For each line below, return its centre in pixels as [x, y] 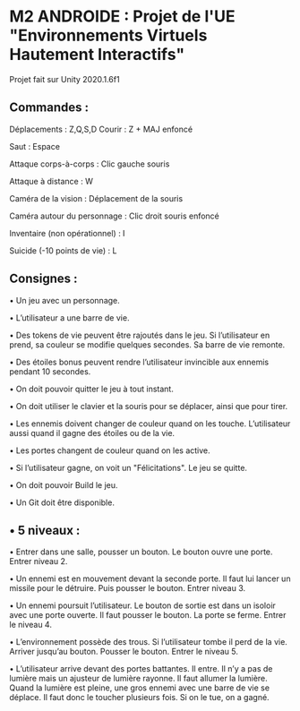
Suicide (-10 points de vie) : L [63, 250]
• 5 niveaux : [45, 530]
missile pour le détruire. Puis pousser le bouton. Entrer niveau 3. [128, 588]
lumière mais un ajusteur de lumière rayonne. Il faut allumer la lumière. [139, 679]
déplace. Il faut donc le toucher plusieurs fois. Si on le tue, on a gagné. [140, 698]
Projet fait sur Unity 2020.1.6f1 [64, 79]
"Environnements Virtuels [108, 35]
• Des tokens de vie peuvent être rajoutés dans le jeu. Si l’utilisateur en [140, 335]
